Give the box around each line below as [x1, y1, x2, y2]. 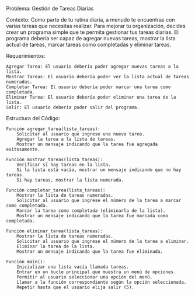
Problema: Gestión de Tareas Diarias [6, 5, 94, 12]
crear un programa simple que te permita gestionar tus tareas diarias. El [6, 29, 179, 36]
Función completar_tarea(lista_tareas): [6, 187, 106, 193]
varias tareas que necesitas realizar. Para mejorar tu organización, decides [6, 23, 186, 29]
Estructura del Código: [6, 115, 60, 121]
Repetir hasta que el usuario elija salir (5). [16, 284, 134, 290]
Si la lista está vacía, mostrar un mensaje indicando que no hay [16, 167, 182, 173]
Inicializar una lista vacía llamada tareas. [16, 264, 130, 270]
